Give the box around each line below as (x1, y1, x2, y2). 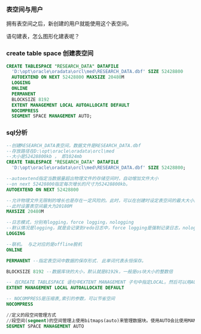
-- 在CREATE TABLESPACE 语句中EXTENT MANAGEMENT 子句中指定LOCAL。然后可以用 (6, 280, 191, 286)
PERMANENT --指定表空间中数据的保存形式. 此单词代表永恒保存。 (6, 257, 147, 264)
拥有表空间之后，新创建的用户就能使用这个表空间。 (6, 20, 132, 28)
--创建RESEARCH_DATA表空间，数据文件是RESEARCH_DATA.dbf (6, 142, 141, 148)
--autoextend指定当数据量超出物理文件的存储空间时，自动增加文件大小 (6, 175, 159, 182)
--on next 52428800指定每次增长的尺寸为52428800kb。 (6, 181, 130, 187)
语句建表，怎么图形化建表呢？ (6, 33, 80, 40)
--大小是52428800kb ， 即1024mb (6, 154, 83, 160)
